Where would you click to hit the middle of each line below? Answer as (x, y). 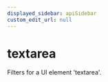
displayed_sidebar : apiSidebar (52, 13)
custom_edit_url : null (40, 20)
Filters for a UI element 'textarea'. (54, 72)
